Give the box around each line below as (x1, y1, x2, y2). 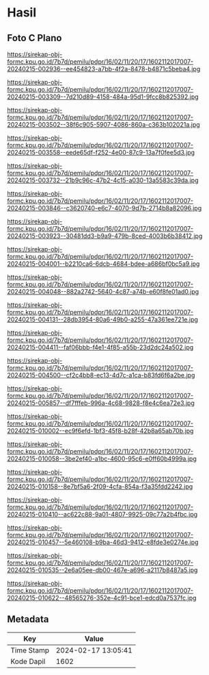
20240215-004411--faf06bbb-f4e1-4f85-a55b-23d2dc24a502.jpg (7, 343, 194, 351)
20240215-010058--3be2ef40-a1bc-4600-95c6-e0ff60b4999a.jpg (7, 454, 197, 463)
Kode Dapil (10, 656, 46, 666)
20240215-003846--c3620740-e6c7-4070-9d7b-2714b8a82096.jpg (7, 204, 202, 212)
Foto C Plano (7, 32, 62, 44)
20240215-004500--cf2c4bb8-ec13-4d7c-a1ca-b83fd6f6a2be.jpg (7, 371, 195, 379)
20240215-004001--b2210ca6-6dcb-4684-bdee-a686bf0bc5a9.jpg (7, 260, 200, 268)
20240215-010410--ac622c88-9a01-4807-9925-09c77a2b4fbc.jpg (7, 511, 198, 518)
